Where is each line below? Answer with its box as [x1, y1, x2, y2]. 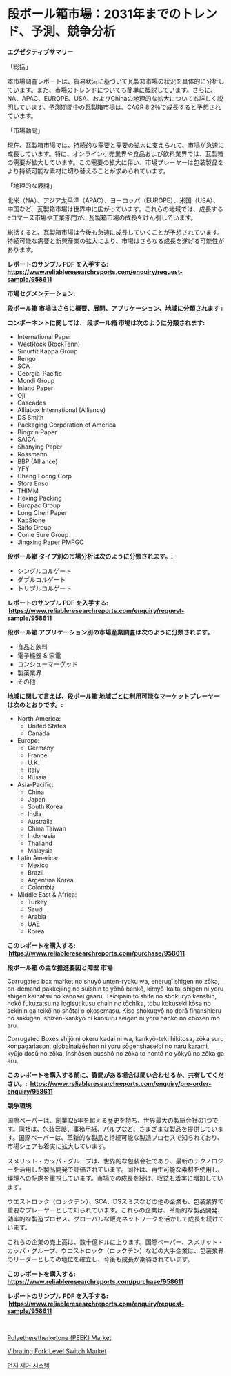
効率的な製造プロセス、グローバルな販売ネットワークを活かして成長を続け [7, 1214, 219, 1223]
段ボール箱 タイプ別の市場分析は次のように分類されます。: [7, 552, 174, 560]
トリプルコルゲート [17, 584, 72, 592]
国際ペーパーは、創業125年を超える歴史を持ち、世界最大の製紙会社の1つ [7, 1116, 212, 1124]
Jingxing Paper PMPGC [17, 538, 84, 546]
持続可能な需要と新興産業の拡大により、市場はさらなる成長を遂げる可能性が [7, 236, 225, 245]
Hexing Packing [17, 494, 62, 502]
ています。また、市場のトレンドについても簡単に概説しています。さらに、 [7, 86, 217, 94]
